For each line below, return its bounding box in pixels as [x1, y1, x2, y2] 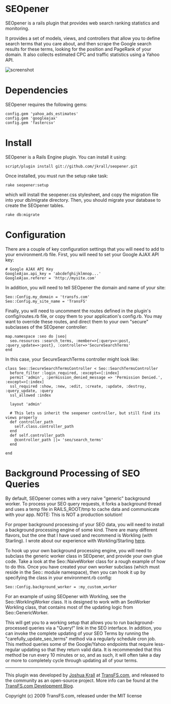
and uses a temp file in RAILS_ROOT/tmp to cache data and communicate [5, 506, 159, 512]
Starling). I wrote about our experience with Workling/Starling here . [5, 537, 146, 544]
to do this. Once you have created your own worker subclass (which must [5, 563, 160, 570]
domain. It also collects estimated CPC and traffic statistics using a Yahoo [5, 51, 160, 58]
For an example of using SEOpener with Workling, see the [5, 593, 126, 599]
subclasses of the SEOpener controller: [5, 324, 88, 330]
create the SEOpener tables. [5, 202, 65, 208]
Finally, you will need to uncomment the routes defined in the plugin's [5, 308, 151, 314]
